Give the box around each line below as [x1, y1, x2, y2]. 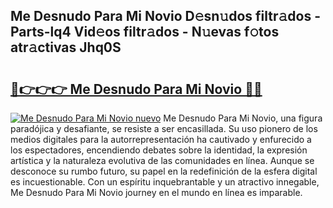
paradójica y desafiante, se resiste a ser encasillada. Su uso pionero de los [10, 123, 318, 134]
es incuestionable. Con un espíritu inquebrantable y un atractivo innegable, [10, 176, 320, 188]
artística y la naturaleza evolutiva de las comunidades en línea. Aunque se [10, 155, 315, 166]
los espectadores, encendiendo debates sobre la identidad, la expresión [10, 144, 308, 156]
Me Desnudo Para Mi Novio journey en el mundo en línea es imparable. [10, 187, 303, 198]
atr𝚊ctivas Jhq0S [10, 39, 122, 56]
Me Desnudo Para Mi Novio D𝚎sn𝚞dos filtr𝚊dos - [10, 8, 321, 25]
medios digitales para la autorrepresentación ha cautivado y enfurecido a [10, 134, 312, 145]
